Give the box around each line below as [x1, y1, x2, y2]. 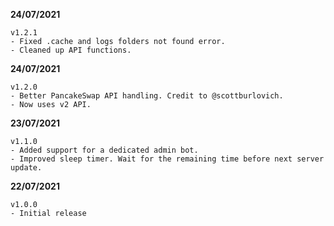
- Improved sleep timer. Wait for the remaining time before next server [10, 154, 325, 164]
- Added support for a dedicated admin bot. [10, 145, 199, 155]
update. [10, 163, 43, 173]
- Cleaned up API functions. [10, 45, 132, 55]
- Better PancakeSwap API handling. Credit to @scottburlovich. [10, 91, 284, 101]
